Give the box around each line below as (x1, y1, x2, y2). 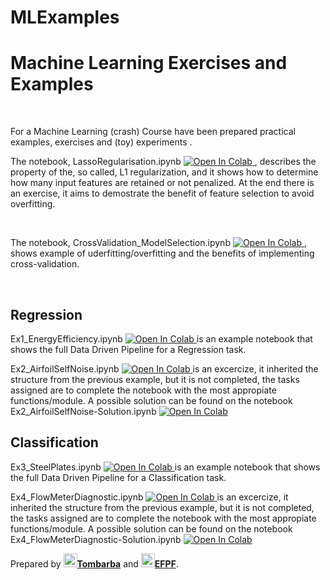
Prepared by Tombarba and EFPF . (10, 557, 179, 570)
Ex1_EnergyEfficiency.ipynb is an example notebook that (10, 332, 313, 345)
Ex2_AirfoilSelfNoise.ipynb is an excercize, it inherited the (10, 362, 319, 375)
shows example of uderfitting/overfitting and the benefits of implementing (10, 247, 315, 260)
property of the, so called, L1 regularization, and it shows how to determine (10, 166, 319, 178)
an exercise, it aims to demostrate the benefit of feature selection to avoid (10, 187, 315, 200)
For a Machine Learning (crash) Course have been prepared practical (10, 126, 296, 138)
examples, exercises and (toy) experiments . (10, 136, 193, 148)
